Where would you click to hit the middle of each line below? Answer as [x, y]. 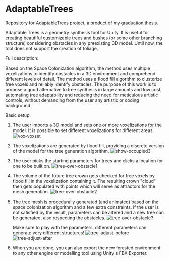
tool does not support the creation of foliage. [52, 48]
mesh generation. [31, 191]
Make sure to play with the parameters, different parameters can [79, 227]
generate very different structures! [48, 233]
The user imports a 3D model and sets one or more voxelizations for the [87, 125]
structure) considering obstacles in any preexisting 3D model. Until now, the [84, 43]
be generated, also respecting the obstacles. [59, 218]
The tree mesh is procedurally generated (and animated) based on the [86, 202]
